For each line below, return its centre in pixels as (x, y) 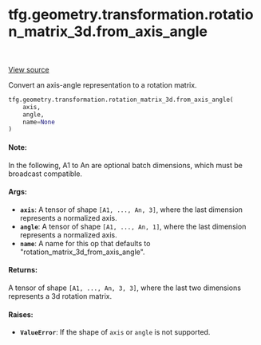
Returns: (23, 270)
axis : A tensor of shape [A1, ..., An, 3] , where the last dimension (131, 210)
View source (29, 69)
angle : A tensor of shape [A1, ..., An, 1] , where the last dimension (133, 226)
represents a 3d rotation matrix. (60, 296)
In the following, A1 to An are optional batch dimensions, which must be (126, 165)
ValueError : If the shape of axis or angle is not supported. (115, 332)
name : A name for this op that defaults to (85, 243)
